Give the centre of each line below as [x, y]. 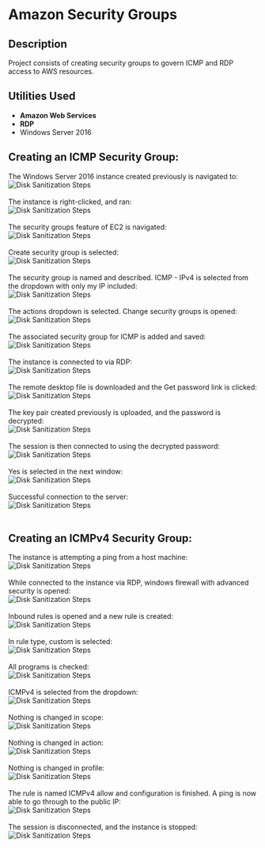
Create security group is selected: [64, 252]
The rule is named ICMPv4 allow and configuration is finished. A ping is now [132, 793]
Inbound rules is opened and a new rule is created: [91, 616]
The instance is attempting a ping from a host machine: [98, 558]
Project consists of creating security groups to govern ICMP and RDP [121, 63]
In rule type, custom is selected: [61, 642]
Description [38, 44]
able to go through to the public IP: [64, 802]
